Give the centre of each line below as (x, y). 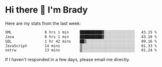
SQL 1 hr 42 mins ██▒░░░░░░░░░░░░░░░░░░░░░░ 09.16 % (81, 41)
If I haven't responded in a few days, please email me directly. (67, 60)
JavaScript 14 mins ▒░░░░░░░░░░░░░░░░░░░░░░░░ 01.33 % (81, 46)
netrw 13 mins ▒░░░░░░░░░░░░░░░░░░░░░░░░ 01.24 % (81, 50)
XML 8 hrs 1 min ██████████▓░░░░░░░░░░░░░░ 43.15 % (81, 32)
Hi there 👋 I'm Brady (46, 10)
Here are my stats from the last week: (43, 23)
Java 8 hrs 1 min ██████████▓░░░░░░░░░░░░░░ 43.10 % (81, 37)
